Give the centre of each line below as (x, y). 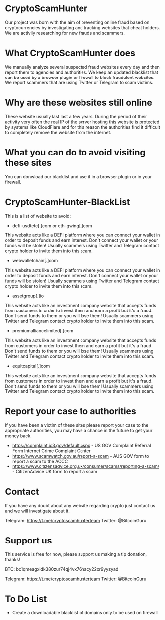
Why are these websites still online (79, 103)
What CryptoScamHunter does (70, 53)
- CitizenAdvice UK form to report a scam (55, 471)
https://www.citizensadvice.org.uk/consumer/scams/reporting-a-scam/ (86, 466)
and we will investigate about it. (37, 511)
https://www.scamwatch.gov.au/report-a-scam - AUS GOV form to (81, 456)
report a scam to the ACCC (40, 461)
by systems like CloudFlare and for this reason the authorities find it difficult (82, 127)
